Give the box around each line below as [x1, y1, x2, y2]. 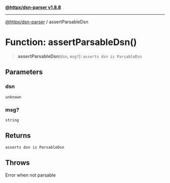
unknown [5, 95, 22, 100]
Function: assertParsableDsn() [5, 36, 137, 48]
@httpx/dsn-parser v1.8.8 [5, 5, 61, 10]
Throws [5, 159, 30, 167]
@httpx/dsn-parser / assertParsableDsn [5, 19, 89, 25]
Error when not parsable [5, 172, 56, 178]
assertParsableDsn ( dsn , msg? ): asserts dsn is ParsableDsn [17, 53, 142, 59]
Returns [5, 131, 31, 140]
